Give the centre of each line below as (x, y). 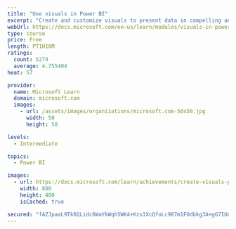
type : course (26, 33)
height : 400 (37, 195)
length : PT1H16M (31, 46)
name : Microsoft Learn (47, 92)
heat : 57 (20, 72)
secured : (20, 214)
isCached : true (42, 202)
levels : (19, 137)
